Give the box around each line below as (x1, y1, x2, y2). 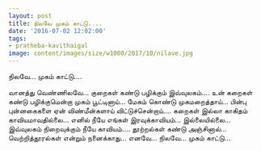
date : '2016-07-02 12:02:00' (8, 27, 107, 35)
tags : (8, 34, 27, 43)
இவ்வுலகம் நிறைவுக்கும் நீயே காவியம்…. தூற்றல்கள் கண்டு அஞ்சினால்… (8, 124, 228, 133)
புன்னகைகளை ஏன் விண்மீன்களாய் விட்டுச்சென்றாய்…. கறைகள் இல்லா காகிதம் (8, 106, 248, 115)
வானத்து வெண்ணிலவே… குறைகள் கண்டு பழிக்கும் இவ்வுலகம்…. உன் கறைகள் (8, 88, 253, 97)
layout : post (8, 11, 53, 20)
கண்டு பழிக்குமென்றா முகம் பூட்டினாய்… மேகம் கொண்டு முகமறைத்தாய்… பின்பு (8, 97, 247, 106)
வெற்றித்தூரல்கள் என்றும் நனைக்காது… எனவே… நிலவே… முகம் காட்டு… (8, 133, 231, 142)
